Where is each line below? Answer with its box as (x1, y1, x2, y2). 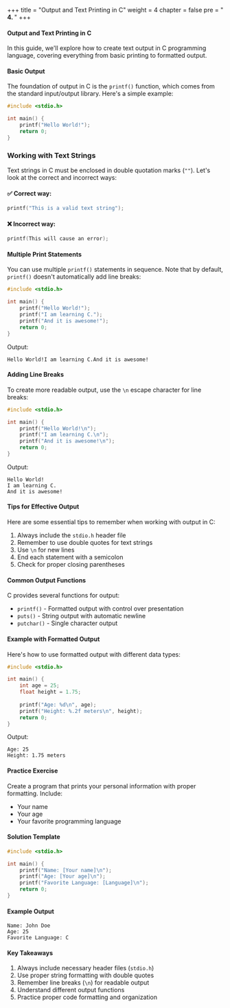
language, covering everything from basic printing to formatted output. (7, 51, 207, 60)
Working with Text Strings (7, 150, 96, 160)
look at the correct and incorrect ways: (7, 174, 117, 182)
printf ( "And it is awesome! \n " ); (19, 438, 115, 445)
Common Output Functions (7, 576, 87, 584)
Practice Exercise (7, 766, 58, 775)
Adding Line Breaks (7, 371, 64, 379)
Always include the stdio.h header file (16, 531, 126, 539)
